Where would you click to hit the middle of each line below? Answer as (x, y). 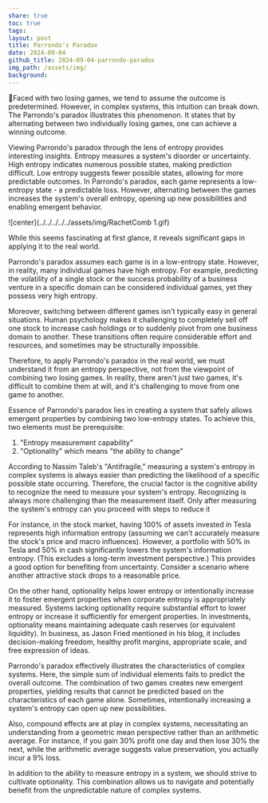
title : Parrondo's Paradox (53, 46)
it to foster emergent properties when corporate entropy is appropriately (127, 599)
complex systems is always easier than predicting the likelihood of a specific (134, 475)
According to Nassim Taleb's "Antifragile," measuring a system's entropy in (132, 466)
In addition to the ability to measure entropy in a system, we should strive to (133, 773)
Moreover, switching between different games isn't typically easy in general (133, 311)
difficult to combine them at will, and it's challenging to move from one (124, 386)
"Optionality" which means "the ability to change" (101, 451)
